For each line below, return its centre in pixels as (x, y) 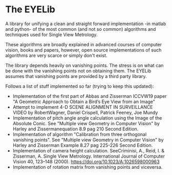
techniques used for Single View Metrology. (52, 34)
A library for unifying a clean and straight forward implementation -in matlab (86, 24)
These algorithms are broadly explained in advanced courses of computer (84, 44)
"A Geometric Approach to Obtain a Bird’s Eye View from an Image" (84, 102)
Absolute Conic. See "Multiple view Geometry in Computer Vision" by (86, 123)
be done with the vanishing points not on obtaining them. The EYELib (78, 71)
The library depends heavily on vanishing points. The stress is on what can (84, 65)
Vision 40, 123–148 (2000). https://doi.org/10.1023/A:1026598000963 (86, 161)
